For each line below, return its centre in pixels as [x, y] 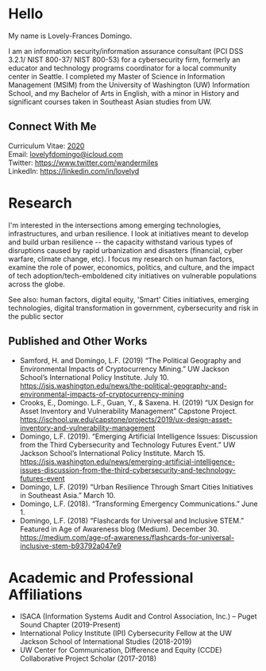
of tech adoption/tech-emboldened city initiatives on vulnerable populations [133, 275]
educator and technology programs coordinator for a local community [122, 67]
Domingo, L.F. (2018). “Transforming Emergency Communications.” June [139, 504]
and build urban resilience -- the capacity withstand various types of [121, 242]
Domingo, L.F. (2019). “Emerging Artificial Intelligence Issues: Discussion [139, 436]
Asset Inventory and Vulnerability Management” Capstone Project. [128, 411]
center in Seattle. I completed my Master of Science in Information [117, 76]
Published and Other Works [78, 341]
